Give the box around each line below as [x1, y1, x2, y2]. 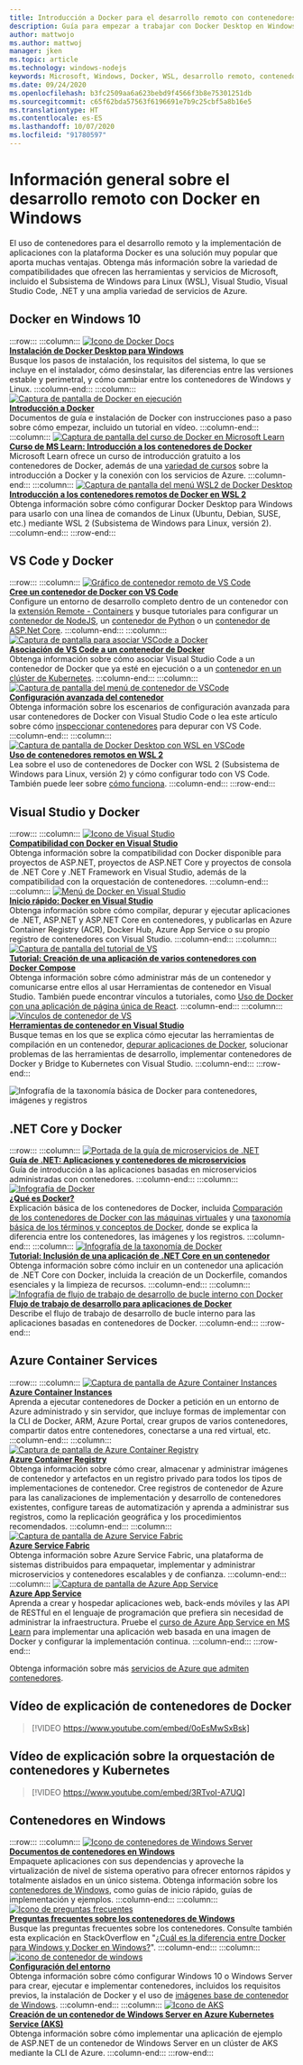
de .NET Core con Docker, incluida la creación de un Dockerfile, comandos [9, 1270, 288, 1280]
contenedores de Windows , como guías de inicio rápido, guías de [9, 1885, 252, 1895]
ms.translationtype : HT [9, 106, 99, 115]
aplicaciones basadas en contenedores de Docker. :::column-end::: [9, 1317, 259, 1328]
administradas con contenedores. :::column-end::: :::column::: [9, 1174, 239, 1185]
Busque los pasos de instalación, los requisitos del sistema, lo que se [9, 354, 266, 365]
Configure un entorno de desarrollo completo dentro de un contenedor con [9, 596, 289, 607]
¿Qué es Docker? [9, 1193, 75, 1204]
